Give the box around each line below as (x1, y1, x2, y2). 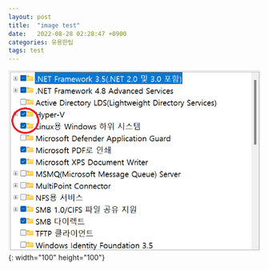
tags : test (8, 46, 45, 55)
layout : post (8, 13, 52, 21)
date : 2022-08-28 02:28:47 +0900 (8, 30, 127, 38)
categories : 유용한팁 (8, 38, 74, 46)
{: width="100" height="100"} (8, 252, 106, 262)
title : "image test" (8, 21, 81, 30)
